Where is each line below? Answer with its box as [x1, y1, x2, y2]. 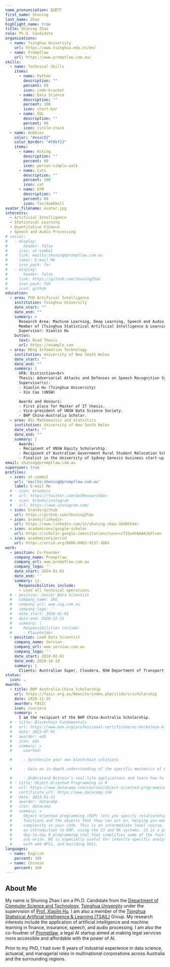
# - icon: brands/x [10, 488, 51, 494]
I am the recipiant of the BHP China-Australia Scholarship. [18, 715, 151, 720]
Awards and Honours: [18, 399, 62, 404]
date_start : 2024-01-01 [14, 569, 65, 574]
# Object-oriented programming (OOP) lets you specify [10, 813, 137, 818]
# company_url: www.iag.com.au [10, 602, 80, 607]
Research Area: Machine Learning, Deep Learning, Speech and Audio [18, 319, 164, 324]
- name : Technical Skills [10, 64, 65, 69]
